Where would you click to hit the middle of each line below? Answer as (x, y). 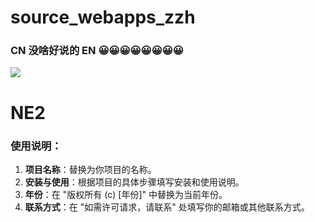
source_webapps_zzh (103, 17)
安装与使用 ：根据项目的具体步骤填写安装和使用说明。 (134, 182)
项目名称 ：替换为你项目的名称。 (90, 169)
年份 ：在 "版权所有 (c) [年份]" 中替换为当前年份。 (126, 194)
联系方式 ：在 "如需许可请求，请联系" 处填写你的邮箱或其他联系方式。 (167, 207)
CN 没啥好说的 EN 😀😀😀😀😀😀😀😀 (97, 51)
